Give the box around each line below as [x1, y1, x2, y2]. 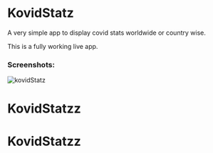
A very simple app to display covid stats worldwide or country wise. [7, 28, 207, 37]
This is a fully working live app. [7, 42, 98, 50]
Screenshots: [7, 59, 56, 69]
